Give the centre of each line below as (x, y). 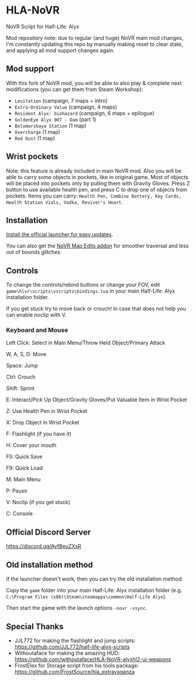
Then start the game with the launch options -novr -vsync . (77, 608)
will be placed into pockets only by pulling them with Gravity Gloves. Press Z (98, 183)
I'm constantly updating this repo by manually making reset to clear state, (94, 44)
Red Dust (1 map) (35, 138)
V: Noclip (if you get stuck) (38, 502)
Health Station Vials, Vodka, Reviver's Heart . (65, 202)
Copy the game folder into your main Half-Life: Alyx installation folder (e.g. (94, 591)
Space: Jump (22, 365)
